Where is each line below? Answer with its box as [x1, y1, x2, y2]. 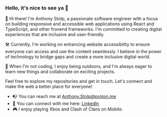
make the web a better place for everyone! [5, 84, 93, 90]
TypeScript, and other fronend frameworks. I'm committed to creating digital [5, 26, 162, 32]
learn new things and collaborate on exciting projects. [5, 69, 116, 75]
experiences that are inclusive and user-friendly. [5, 32, 105, 38]
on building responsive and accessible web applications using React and [5, 21, 155, 27]
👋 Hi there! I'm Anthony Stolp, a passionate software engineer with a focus [5, 16, 158, 22]
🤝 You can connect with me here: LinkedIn [12, 101, 100, 107]
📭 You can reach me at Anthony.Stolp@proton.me [12, 94, 116, 100]
